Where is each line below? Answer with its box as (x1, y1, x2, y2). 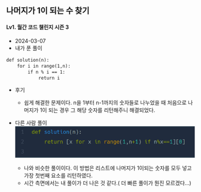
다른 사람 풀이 (14, 119, 47, 126)
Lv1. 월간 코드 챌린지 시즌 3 (6, 23, 69, 31)
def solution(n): (6, 57, 50, 63)
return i (38, 75, 60, 81)
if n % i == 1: (28, 69, 66, 75)
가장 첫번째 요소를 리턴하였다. (23, 172, 93, 179)
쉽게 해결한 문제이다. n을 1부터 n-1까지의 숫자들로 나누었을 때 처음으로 (23, 99, 187, 106)
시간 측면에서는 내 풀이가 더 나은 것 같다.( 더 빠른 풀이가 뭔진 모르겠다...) (23, 179, 191, 187)
